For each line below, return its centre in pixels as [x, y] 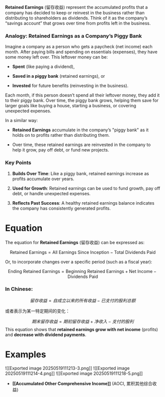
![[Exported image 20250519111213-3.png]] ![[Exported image [67, 368]
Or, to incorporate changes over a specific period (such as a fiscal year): [79, 262]
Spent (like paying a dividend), [43, 67]
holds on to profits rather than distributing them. [61, 135]
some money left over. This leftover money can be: [57, 57]
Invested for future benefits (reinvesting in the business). [70, 86]
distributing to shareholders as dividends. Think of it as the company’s [76, 18]
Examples [26, 354]
